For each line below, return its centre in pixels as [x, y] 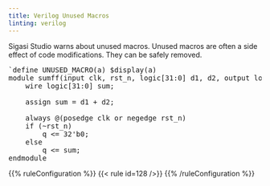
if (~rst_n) [49, 126]
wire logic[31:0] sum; [70, 86]
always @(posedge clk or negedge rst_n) [106, 118]
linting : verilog [37, 23]
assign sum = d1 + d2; [70, 102]
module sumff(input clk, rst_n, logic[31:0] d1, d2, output [129, 78]
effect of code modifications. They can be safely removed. [105, 55]
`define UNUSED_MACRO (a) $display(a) [83, 70]
